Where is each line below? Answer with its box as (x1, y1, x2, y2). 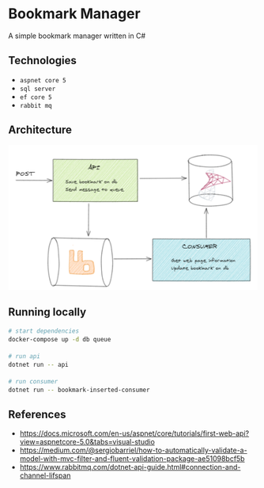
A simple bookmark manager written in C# (8, 31, 146, 40)
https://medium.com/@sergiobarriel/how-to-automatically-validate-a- (19, 445, 247, 456)
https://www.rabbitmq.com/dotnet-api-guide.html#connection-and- (19, 463, 241, 472)
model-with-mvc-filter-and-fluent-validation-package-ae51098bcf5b (19, 454, 245, 463)
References (8, 407, 66, 421)
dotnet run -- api (8, 360, 69, 368)
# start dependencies (8, 327, 80, 335)
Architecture (8, 124, 73, 137)
